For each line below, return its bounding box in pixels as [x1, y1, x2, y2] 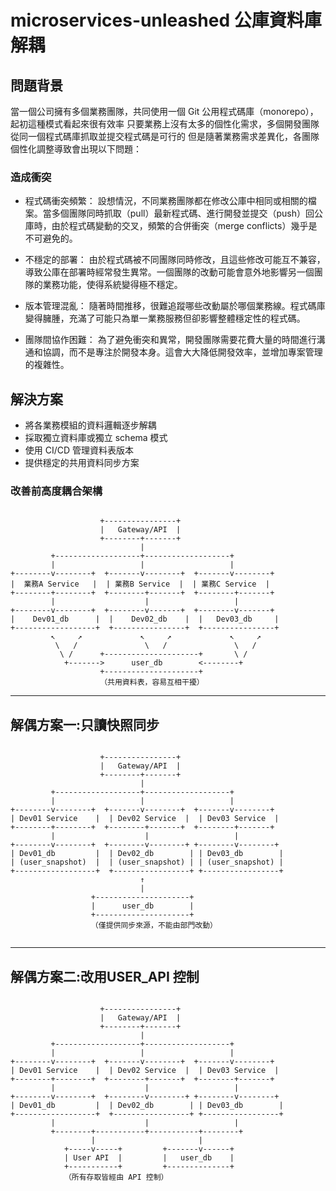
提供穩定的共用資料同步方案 [24, 457, 140, 469]
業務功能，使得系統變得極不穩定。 [42, 279, 183, 291]
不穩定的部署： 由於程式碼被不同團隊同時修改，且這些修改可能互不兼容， [24, 254, 326, 266]
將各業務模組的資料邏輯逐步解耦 [24, 419, 157, 431]
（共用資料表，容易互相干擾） [99, 677, 205, 688]
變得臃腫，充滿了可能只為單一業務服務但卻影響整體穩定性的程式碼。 [24, 312, 306, 325]
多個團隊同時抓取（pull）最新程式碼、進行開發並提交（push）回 [51, 207, 315, 220]
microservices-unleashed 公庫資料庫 [10, 9, 322, 32]
